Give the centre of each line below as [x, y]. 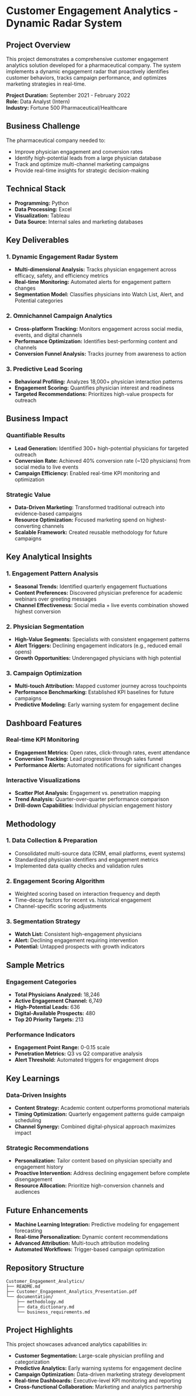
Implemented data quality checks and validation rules [79, 866]
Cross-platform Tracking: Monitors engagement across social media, [99, 328]
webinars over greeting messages [55, 599]
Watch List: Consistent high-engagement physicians [78, 934]
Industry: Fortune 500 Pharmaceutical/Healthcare [67, 108]
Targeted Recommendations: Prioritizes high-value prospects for [94, 394]
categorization [32, 1361]
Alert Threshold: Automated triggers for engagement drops [87, 1060]
